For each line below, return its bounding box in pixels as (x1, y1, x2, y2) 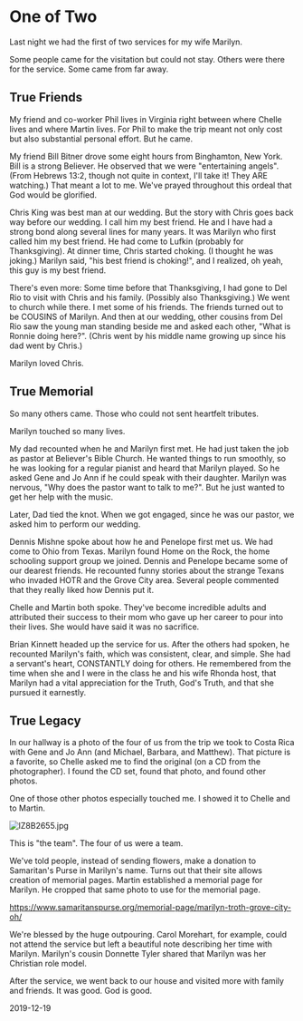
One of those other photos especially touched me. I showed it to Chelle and (9, 793, 291, 804)
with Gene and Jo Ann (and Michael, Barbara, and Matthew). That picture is (9, 746, 291, 758)
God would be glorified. (9, 189, 98, 200)
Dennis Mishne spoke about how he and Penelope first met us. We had (9, 536, 274, 547)
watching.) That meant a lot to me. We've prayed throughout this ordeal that (9, 180, 292, 190)
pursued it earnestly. (9, 686, 87, 697)
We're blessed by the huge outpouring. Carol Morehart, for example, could (9, 929, 288, 940)
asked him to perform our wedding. (9, 519, 141, 530)
